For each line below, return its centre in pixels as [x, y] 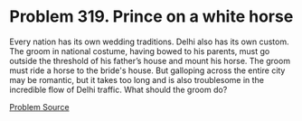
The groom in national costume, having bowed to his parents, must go [140, 51]
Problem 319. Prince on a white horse [151, 17]
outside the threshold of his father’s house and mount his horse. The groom [150, 60]
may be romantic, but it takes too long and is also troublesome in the [137, 79]
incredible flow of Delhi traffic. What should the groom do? [118, 89]
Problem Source [39, 107]
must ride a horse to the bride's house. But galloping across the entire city [147, 70]
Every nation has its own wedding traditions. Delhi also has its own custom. [149, 42]
